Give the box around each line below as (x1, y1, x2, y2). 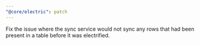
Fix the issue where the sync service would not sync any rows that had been (5, 25, 195, 32)
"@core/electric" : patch (5, 8, 68, 15)
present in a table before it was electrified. (5, 31, 110, 39)
